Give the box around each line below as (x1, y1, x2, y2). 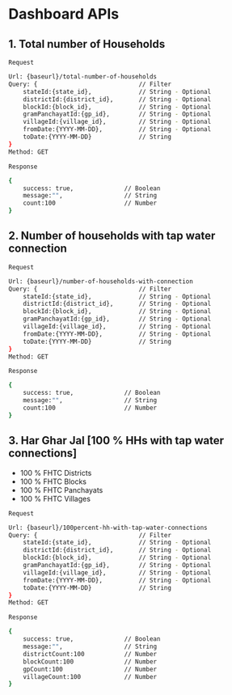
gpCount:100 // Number (23, 665, 158, 673)
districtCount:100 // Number (23, 650, 158, 658)
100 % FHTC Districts (19, 468, 92, 477)
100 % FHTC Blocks (19, 477, 87, 486)
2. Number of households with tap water (8, 229, 216, 243)
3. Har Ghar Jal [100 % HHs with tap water (8, 434, 225, 447)
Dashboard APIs (8, 5, 120, 23)
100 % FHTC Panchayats (19, 485, 103, 494)
